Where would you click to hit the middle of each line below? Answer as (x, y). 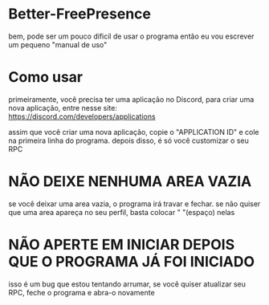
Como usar (46, 77)
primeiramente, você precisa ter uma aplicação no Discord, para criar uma (131, 99)
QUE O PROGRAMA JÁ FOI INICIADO (132, 262)
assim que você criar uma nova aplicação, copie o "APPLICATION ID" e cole (134, 132)
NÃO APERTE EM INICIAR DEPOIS (122, 245)
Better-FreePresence (79, 14)
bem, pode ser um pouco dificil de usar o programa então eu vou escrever (131, 36)
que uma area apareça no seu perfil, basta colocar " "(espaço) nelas (122, 212)
